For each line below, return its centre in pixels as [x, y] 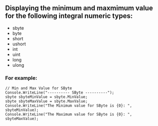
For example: [21, 78]
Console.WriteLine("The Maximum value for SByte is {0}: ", [69, 115]
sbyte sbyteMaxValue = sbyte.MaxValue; [46, 102]
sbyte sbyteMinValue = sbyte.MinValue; [46, 97]
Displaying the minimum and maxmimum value [79, 8]
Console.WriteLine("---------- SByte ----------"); [60, 93]
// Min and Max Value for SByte [39, 88]
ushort [19, 44]
